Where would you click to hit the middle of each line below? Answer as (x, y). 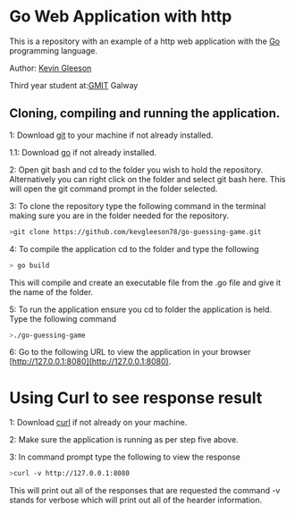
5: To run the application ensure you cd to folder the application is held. (141, 309)
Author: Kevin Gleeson (51, 68)
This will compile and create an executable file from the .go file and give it (145, 282)
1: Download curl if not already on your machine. (98, 423)
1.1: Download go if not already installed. (83, 152)
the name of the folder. (51, 291)
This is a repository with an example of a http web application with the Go (144, 41)
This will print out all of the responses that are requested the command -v (145, 491)
